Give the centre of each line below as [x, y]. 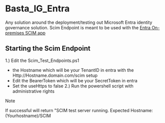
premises [15, 33]
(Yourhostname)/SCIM [28, 116]
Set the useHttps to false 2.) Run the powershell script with [73, 86]
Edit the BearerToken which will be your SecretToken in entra [75, 80]
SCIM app [35, 33]
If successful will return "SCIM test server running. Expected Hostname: [79, 110]
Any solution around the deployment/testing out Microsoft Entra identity [79, 22]
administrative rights [33, 91]
